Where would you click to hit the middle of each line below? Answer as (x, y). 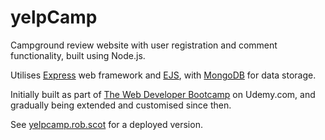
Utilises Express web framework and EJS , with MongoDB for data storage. (163, 75)
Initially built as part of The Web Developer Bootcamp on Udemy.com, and (163, 94)
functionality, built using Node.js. (78, 55)
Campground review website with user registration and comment (144, 45)
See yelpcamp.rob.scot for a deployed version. (106, 124)
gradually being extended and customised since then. (121, 105)
